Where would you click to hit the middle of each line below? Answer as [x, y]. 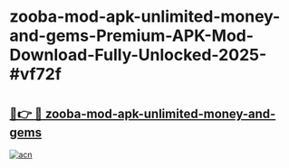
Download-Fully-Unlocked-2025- [138, 55]
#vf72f [35, 75]
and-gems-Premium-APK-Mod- [132, 36]
